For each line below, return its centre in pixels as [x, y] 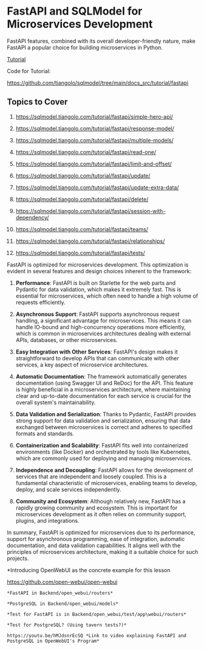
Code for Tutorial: [29, 71]
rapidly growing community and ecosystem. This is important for [97, 508]
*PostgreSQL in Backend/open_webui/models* [63, 604]
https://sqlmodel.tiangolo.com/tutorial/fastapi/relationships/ [90, 241]
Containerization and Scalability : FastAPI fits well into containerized [102, 445]
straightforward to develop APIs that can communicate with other [97, 358]
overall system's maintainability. [56, 402]
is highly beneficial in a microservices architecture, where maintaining [103, 389]
